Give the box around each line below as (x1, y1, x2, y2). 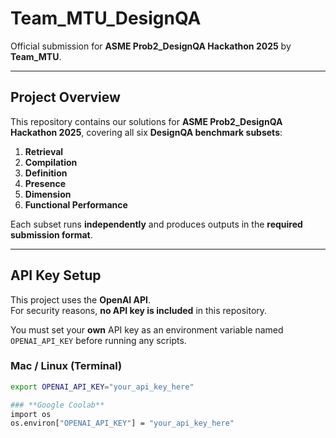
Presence (24, 177, 67, 189)
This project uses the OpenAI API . (10, 293, 152, 306)
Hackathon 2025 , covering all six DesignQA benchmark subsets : (10, 126, 283, 138)
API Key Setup (10, 267, 102, 284)
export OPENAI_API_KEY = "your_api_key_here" (10, 382, 195, 392)
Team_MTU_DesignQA (10, 7, 202, 30)
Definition (24, 167, 68, 179)
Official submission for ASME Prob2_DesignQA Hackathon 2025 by (10, 40, 292, 52)
